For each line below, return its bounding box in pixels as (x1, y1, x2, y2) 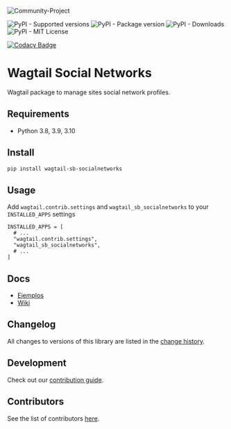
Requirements (7, 108, 69, 120)
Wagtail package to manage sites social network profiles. (7, 87, 171, 96)
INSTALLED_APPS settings (7, 210, 76, 219)
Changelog (7, 319, 56, 330)
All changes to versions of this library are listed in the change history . (7, 337, 205, 345)
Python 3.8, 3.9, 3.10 (17, 126, 76, 135)
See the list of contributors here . (7, 414, 100, 423)
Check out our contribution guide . (7, 376, 104, 384)
